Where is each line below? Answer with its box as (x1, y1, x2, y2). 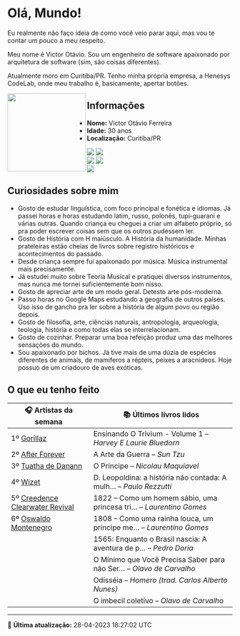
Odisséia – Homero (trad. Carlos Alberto (93, 575, 228, 585)
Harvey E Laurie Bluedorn (93, 438, 180, 448)
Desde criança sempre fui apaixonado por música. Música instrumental (17, 257, 228, 266)
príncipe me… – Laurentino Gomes (93, 523, 209, 532)
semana (34, 417, 63, 427)
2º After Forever (11, 450, 66, 460)
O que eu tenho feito (7, 383, 100, 395)
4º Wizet (11, 477, 41, 487)
